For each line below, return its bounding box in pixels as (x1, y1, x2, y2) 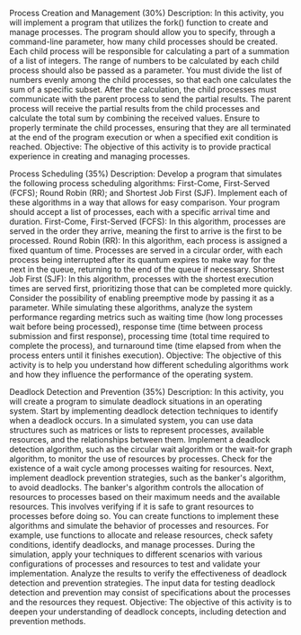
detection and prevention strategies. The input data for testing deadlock (9, 577, 276, 588)
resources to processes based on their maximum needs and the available (9, 492, 280, 502)
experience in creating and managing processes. (9, 151, 190, 161)
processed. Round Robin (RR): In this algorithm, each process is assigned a (9, 236, 288, 246)
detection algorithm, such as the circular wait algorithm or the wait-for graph (9, 444, 293, 454)
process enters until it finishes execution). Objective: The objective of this (9, 350, 282, 361)
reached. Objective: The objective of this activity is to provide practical (9, 141, 271, 152)
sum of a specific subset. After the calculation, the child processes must (9, 85, 277, 94)
